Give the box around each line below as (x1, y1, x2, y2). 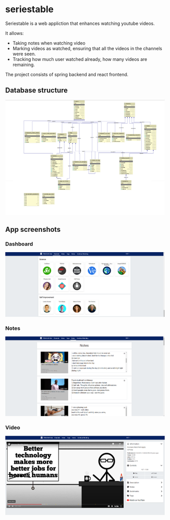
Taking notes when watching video (12, 40, 86, 46)
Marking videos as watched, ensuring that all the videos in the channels (12, 45, 162, 51)
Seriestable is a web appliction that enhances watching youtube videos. (5, 20, 155, 26)
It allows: (5, 30, 24, 36)
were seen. (12, 51, 36, 57)
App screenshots (5, 225, 61, 234)
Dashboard (5, 240, 33, 247)
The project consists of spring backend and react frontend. (5, 71, 129, 77)
